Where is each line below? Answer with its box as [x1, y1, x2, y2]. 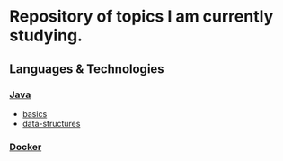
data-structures [22, 118, 81, 129]
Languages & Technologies [9, 61, 164, 76]
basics [22, 108, 48, 119]
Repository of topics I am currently [9, 6, 274, 27]
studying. [9, 25, 84, 46]
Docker [9, 140, 42, 153]
